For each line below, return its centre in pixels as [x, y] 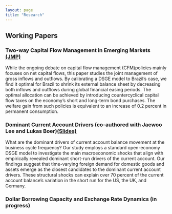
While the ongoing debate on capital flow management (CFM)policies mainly [86, 68]
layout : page [19, 10]
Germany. [16, 186]
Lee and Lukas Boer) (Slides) [41, 131]
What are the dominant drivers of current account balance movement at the [85, 142]
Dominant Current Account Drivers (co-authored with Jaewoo [84, 125]
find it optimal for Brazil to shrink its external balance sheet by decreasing [83, 84]
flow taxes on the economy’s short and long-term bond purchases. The [80, 101]
